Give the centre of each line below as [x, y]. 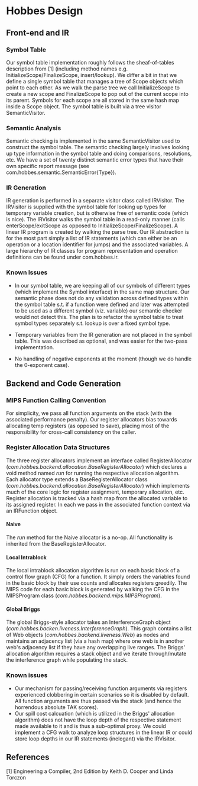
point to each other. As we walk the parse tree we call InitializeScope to [93, 88]
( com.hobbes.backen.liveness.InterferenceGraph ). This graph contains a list [99, 629]
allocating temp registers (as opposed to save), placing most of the [88, 426]
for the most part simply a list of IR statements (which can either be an [92, 239]
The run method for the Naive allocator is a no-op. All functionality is [90, 537]
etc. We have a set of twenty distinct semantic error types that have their [95, 160]
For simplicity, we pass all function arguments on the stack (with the [89, 413]
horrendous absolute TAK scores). [56, 707]
